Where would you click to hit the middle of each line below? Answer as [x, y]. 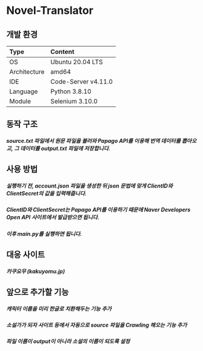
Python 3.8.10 [71, 91]
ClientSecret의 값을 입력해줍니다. [46, 193]
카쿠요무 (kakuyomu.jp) [36, 271]
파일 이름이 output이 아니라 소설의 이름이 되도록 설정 [68, 341]
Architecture [27, 72]
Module [20, 101]
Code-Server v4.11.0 [82, 81]
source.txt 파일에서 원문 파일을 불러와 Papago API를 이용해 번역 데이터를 [93, 140]
